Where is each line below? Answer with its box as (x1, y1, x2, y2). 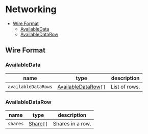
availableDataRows (8, 84, 53, 90)
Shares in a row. (53, 120, 92, 127)
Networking (5, 4, 57, 15)
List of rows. (110, 83, 140, 90)
